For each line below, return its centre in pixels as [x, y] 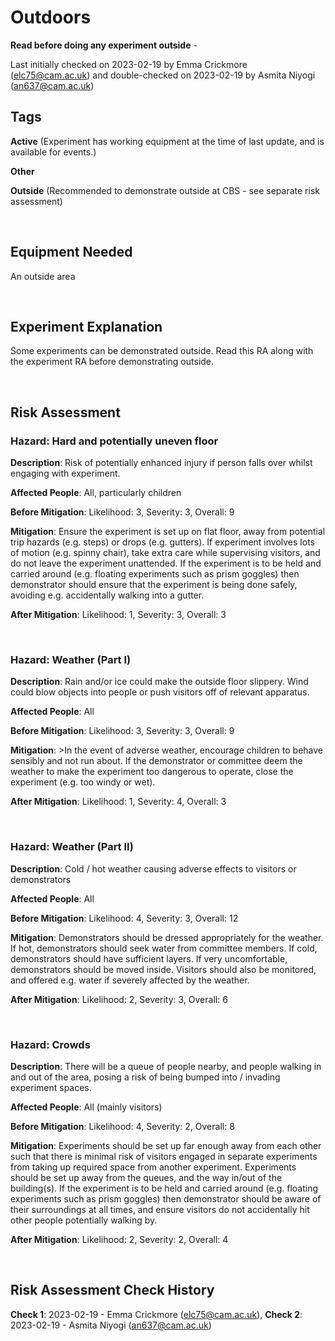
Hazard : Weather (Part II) [72, 847]
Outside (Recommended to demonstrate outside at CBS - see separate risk [165, 190]
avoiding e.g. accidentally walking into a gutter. [107, 595]
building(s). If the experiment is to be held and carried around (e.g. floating [164, 1188]
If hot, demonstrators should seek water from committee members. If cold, [164, 948]
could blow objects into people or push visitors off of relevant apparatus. [160, 692]
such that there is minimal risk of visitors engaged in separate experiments [164, 1156]
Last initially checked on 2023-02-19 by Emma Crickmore [129, 64]
